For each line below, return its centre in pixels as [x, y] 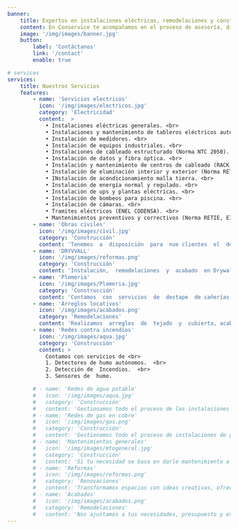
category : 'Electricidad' [77, 113]
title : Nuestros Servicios [60, 86]
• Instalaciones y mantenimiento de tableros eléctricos [131, 132]
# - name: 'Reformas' [65, 468]
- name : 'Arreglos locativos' [77, 304]
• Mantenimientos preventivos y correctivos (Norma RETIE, [134, 218]
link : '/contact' [58, 54]
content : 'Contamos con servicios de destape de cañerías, [136, 297]
